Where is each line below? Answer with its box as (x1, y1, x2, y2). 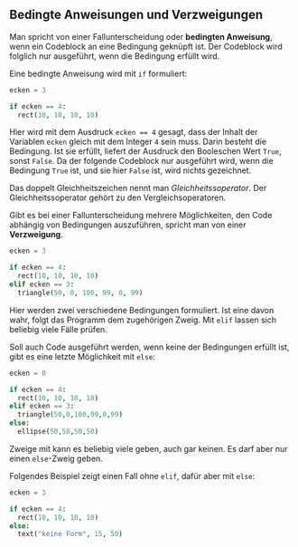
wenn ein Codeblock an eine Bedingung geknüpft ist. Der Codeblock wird (9, 41, 283, 52)
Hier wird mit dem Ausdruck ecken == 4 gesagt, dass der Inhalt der (9, 127, 258, 138)
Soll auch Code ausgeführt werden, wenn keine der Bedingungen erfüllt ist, (9, 341, 290, 352)
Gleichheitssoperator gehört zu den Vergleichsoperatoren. (9, 192, 227, 203)
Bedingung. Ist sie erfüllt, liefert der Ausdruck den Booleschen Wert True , (9, 146, 282, 157)
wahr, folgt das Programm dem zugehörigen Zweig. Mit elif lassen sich (9, 314, 277, 325)
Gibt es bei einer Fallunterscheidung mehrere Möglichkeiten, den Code (9, 210, 273, 221)
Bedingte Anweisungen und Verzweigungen (9, 7, 264, 23)
